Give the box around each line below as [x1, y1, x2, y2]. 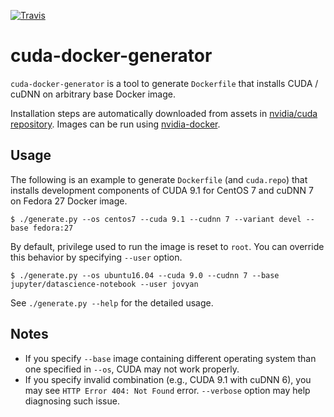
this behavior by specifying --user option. [10, 251, 183, 263]
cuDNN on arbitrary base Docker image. [10, 88, 176, 100]
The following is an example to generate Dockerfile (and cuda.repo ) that [10, 173, 308, 185]
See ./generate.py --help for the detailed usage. [10, 296, 214, 309]
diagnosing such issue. [24, 395, 120, 407]
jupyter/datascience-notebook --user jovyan [10, 279, 199, 289]
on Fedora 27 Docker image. [10, 195, 128, 207]
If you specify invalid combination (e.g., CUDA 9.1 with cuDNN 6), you [24, 373, 312, 385]
